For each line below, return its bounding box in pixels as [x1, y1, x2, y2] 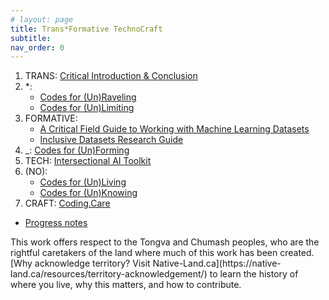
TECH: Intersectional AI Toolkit [24, 155, 152, 167]
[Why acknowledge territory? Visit [10, 257, 151, 270]
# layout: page [10, 14, 74, 25]
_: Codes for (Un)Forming [24, 144, 130, 156]
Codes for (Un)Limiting [39, 102, 135, 114]
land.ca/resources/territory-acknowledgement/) [10, 268, 208, 280]
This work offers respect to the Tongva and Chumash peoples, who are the [10, 236, 320, 248]
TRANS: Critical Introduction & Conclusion [24, 70, 198, 82]
